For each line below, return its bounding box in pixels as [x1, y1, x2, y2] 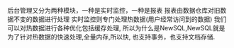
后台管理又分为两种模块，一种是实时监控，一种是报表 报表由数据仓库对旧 [7, 6, 221, 14]
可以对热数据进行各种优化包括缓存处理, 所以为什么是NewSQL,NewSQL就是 [7, 24, 225, 32]
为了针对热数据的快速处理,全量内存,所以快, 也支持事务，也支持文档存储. [7, 32, 216, 41]
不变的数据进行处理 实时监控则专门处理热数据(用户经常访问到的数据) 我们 [13, 15, 227, 23]
